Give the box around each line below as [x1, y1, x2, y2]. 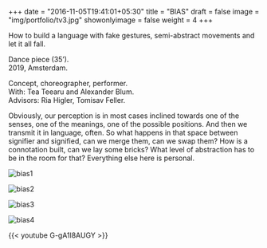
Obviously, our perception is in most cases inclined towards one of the [8, 111, 240, 120]
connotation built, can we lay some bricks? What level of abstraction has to [8, 145, 255, 154]
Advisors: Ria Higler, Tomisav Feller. [8, 96, 126, 104]
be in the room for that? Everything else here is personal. [8, 153, 195, 163]
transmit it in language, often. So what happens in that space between [8, 128, 238, 137]
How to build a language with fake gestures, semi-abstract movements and [8, 31, 255, 40]
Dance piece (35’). [8, 55, 69, 64]
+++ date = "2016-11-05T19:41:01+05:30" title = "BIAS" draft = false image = [8, 7, 260, 16]
